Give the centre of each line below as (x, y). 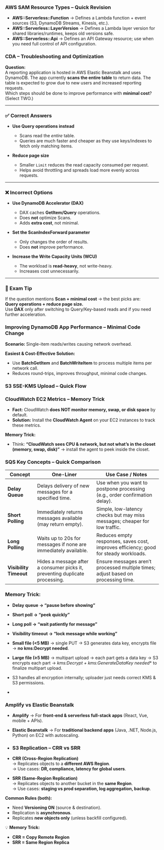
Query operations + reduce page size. (44, 304)
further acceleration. (26, 314)
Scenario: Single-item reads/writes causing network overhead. (69, 344)
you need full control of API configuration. (54, 44)
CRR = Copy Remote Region (41, 837)
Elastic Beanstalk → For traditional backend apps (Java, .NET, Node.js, (84, 730)
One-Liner (64, 475)
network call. (25, 368)
